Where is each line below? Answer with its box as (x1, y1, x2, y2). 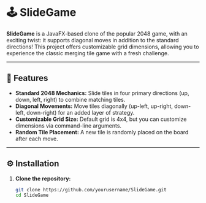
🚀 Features (6, 73, 48, 83)
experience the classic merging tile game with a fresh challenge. (6, 49, 169, 56)
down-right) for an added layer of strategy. (26, 109, 135, 116)
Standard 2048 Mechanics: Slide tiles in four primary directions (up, (15, 89, 189, 96)
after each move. (15, 135, 58, 142)
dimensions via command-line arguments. (15, 121, 121, 129)
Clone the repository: (15, 175, 71, 182)
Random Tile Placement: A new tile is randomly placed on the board (15, 128, 189, 136)
